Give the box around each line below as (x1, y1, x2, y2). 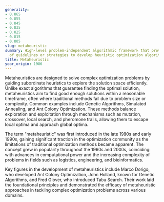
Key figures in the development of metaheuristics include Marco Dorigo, (5, 166, 150, 172)
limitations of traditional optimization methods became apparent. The (5, 141, 144, 147)
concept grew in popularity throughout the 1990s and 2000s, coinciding (5, 147, 150, 153)
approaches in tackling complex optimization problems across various (5, 187, 146, 193)
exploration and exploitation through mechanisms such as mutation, (5, 111, 142, 117)
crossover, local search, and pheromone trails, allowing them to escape (5, 117, 149, 122)
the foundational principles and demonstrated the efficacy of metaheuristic (5, 182, 156, 188)
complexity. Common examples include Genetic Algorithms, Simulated (5, 101, 146, 107)
